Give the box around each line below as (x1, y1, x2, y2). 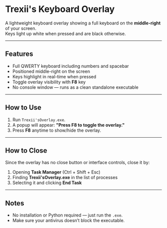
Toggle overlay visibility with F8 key (12, 79, 86, 85)
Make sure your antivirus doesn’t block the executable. (12, 218, 125, 224)
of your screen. (5, 25, 37, 31)
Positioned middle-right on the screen (12, 68, 90, 74)
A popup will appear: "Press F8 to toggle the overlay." (12, 122, 125, 128)
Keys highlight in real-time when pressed (12, 73, 96, 79)
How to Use (5, 103, 42, 112)
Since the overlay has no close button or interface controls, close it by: (5, 160, 150, 166)
